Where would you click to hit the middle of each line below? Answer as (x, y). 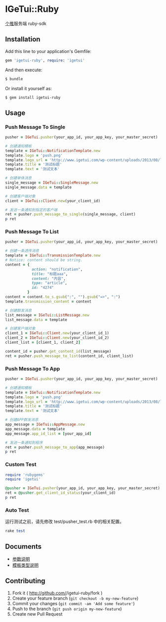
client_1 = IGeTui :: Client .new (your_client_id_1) (57, 333)
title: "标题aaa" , (50, 274)
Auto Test (17, 510)
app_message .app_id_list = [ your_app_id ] (48, 434)
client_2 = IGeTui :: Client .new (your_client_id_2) (57, 338)
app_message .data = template (35, 429)
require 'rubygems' (25, 475)
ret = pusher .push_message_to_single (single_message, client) (70, 214)
